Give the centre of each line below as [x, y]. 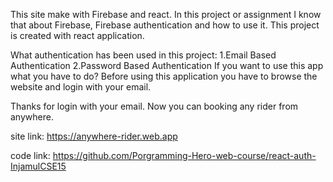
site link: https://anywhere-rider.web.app [94, 136]
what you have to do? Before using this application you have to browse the [164, 76]
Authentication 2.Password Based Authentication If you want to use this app [167, 65]
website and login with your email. [81, 87]
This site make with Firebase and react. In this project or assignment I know [166, 14]
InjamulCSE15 [38, 166]
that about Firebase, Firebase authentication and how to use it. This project [165, 25]
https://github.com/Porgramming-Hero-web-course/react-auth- [184, 155]
